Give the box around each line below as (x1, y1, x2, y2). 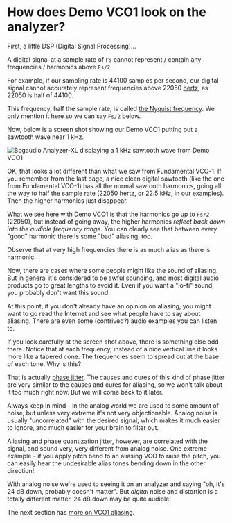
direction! (7, 466, 35, 474)
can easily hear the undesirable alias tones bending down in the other (7, 459, 206, 467)
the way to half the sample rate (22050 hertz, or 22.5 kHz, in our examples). (7, 189, 224, 197)
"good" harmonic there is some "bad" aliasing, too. (7, 232, 153, 240)
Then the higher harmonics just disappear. (7, 196, 128, 205)
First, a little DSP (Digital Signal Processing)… (7, 42, 136, 50)
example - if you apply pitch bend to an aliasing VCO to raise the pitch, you (7, 451, 221, 460)
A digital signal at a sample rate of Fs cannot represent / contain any (7, 55, 202, 63)
